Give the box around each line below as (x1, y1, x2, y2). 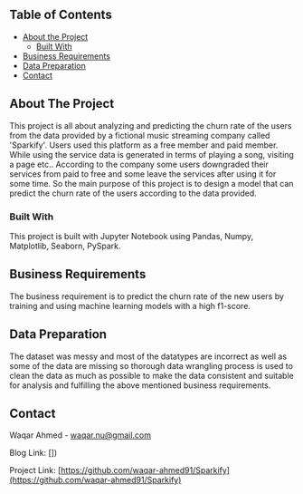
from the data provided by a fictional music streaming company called (9, 130, 270, 140)
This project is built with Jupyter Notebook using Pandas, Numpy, (9, 230, 254, 241)
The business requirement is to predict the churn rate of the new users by (9, 290, 285, 302)
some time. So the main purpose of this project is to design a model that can (9, 178, 294, 189)
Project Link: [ (9, 465, 62, 476)
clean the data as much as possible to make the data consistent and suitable (9, 370, 294, 381)
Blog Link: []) (9, 448, 58, 459)
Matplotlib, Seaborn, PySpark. (9, 240, 121, 251)
